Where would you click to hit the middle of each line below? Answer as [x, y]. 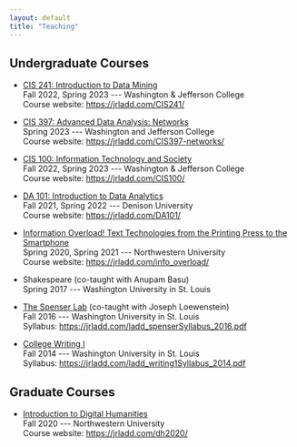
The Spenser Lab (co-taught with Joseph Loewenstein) [126, 307]
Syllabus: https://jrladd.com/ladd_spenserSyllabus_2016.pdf [134, 326]
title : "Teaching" [44, 26]
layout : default [40, 18]
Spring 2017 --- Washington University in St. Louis [117, 290]
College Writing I [54, 344]
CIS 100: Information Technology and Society [107, 159]
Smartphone [46, 243]
